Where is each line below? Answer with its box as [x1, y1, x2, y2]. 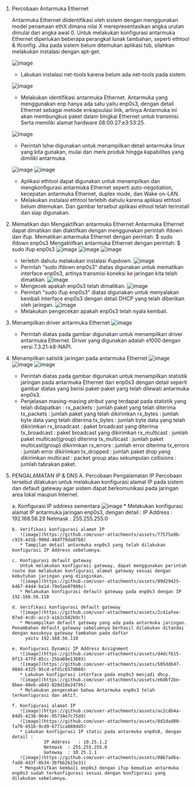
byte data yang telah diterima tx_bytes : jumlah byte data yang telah [20, 417, 186, 423]
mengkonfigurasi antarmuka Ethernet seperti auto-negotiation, [20, 184, 173, 191]
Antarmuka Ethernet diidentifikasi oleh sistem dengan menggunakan [11, 17, 178, 23]
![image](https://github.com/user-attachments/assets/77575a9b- [19, 532, 181, 538]
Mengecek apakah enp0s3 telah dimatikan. [20, 283, 126, 289]
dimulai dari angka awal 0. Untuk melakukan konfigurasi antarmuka [11, 29, 175, 36]
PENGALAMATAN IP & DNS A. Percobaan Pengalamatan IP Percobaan [11, 472, 182, 479]
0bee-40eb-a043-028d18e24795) [11, 682, 87, 688]
